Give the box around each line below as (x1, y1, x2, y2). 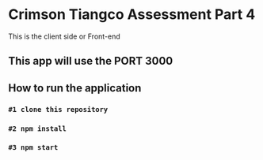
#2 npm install (8, 124, 67, 133)
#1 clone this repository (8, 105, 109, 113)
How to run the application (8, 81, 142, 95)
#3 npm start (8, 143, 59, 152)
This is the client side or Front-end (8, 32, 120, 41)
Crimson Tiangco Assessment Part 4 (8, 6, 256, 24)
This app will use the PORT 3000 (8, 54, 173, 68)
